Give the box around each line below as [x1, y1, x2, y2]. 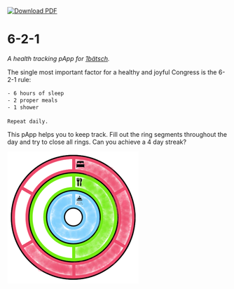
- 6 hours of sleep [7, 90, 64, 97]
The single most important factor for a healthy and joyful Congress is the [7, 67, 217, 76]
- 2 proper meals [7, 97, 58, 104]
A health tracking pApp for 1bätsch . [7, 54, 110, 62]
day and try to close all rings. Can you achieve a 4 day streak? [7, 137, 187, 146]
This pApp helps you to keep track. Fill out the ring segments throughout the [7, 130, 228, 138]
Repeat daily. [7, 118, 49, 125]
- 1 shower [7, 104, 39, 111]
